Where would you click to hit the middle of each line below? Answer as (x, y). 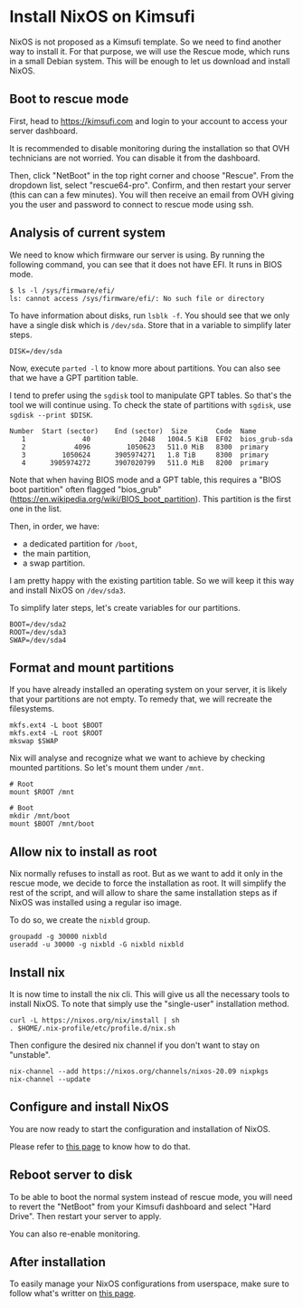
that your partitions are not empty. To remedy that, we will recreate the (141, 699)
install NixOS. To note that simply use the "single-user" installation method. (149, 1004)
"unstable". (30, 1055)
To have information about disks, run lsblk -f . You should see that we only (150, 315)
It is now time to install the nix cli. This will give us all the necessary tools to (150, 994)
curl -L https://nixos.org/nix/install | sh (95, 1021)
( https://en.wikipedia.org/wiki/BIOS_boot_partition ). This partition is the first (150, 499)
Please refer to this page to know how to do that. (100, 1146)
